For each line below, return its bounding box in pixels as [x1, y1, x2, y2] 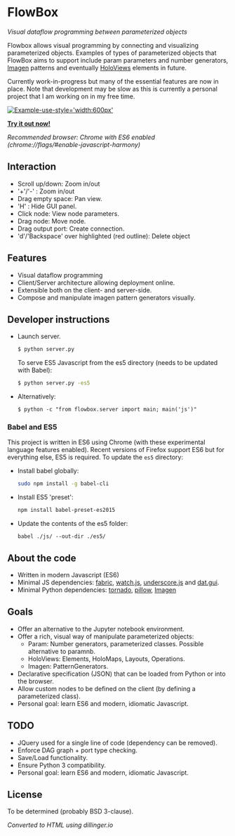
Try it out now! [7, 119, 51, 127]
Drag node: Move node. [17, 217, 86, 225]
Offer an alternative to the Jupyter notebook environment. [17, 624, 184, 633]
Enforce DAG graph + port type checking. [17, 746, 138, 754]
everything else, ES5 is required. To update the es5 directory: [7, 453, 184, 461]
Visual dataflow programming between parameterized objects [7, 27, 187, 36]
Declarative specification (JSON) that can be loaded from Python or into [17, 669, 226, 678]
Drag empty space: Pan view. [17, 194, 102, 202]
